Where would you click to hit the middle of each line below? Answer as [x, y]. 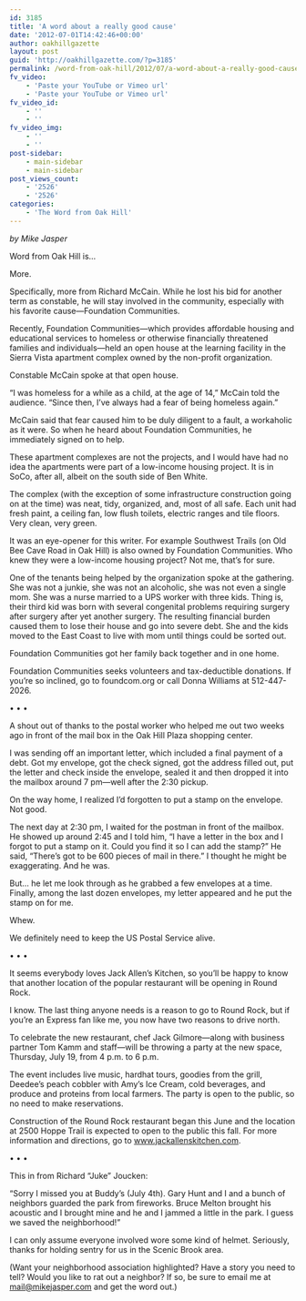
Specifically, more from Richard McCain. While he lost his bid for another [146, 291]
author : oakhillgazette [55, 43]
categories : [32, 204]
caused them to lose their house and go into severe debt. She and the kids [149, 625]
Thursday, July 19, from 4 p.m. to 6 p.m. [84, 1056]
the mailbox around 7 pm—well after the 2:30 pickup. [109, 782]
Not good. [28, 809]
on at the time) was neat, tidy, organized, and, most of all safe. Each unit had [153, 503]
